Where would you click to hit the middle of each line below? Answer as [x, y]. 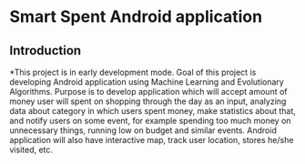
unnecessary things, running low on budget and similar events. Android [143, 130]
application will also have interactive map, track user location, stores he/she [152, 140]
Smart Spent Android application [136, 17]
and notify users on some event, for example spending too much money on [150, 121]
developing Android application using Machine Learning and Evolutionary [147, 82]
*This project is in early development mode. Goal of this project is [133, 72]
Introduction [46, 51]
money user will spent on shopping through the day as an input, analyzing [148, 101]
